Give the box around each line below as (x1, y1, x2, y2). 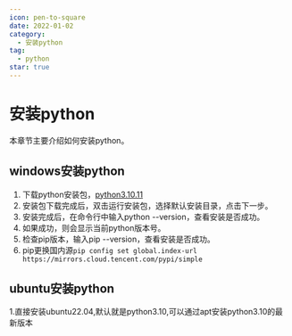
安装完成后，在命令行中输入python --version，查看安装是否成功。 (21, 211, 265, 222)
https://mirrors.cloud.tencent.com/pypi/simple (21, 255, 203, 264)
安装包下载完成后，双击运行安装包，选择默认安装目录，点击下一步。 (21, 200, 273, 210)
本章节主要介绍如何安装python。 (9, 135, 129, 145)
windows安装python (9, 164, 125, 179)
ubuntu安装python (9, 282, 114, 297)
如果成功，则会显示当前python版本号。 (21, 222, 166, 233)
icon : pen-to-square (9, 12, 87, 22)
